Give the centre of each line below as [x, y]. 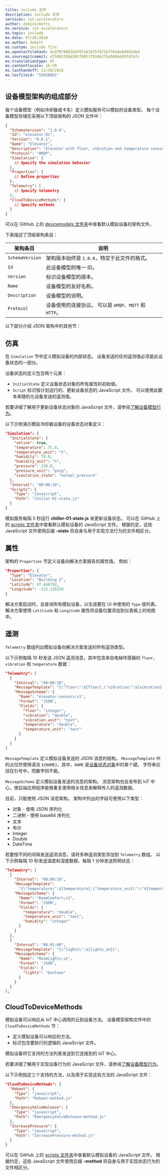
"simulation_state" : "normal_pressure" [56, 475]
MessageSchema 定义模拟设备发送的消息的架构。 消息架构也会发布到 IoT [77, 781]
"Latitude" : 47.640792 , [34, 584]
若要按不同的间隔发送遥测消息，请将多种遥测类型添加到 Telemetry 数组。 [80, 854]
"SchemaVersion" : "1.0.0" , [38, 130]
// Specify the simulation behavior [52, 163]
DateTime [22, 844]
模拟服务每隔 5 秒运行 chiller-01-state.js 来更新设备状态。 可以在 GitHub [80, 518]
